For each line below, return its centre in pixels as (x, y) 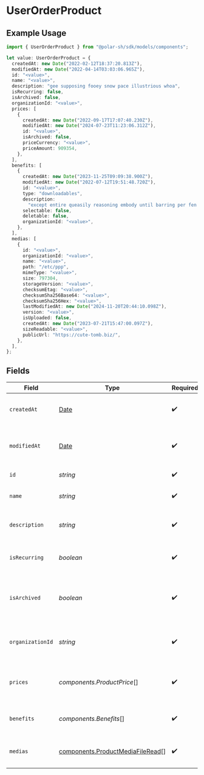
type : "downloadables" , (53, 193)
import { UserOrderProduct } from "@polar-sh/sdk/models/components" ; (97, 47)
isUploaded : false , (47, 318)
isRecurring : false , (38, 92)
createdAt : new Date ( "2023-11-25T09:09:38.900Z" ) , (88, 177)
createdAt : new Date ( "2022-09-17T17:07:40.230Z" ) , (88, 120)
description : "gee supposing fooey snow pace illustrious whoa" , (96, 86)
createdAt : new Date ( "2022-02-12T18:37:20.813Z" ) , (77, 64)
